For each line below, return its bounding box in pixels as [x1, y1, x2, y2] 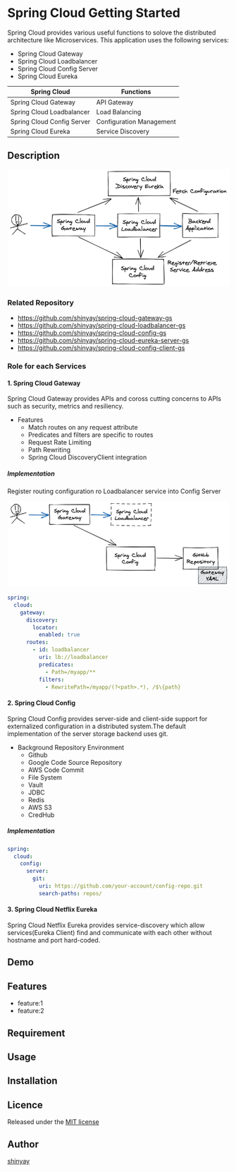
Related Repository [7, 298, 74, 308]
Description [7, 150, 60, 162]
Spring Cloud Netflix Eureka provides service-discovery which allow [7, 921, 205, 929]
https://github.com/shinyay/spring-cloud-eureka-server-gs [17, 337, 190, 345]
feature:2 [17, 1007, 44, 1015]
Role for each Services [7, 361, 87, 371]
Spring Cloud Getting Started [7, 5, 181, 21]
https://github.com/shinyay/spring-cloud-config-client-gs [17, 344, 185, 352]
